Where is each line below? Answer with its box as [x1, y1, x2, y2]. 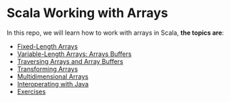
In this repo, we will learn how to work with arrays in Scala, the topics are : [6, 28, 225, 37]
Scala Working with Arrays [6, 5, 168, 21]
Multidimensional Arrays [16, 72, 88, 81]
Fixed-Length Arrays [16, 42, 78, 50]
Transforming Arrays [16, 64, 78, 73]
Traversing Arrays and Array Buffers [16, 57, 124, 65]
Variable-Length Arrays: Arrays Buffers [16, 50, 132, 58]
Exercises [16, 87, 46, 96]
